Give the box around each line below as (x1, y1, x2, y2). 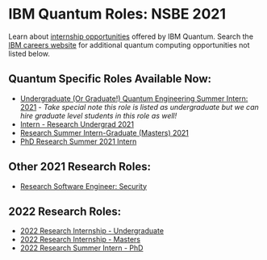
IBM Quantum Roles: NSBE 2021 (8, 5, 227, 23)
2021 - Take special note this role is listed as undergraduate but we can (19, 102, 260, 111)
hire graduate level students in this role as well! (19, 111, 177, 120)
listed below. (8, 48, 51, 58)
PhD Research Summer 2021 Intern (19, 136, 137, 146)
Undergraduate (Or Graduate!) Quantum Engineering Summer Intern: (19, 94, 248, 103)
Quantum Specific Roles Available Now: (8, 72, 212, 86)
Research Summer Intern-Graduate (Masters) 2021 (19, 128, 190, 137)
